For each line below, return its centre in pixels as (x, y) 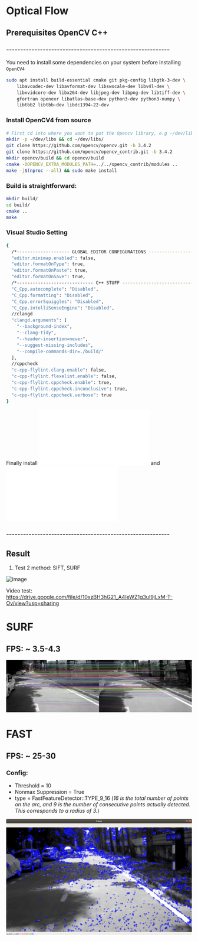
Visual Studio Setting (37, 233)
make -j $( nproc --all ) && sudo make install (62, 170)
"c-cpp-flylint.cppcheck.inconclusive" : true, (70, 389)
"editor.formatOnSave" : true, (48, 277)
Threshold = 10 (33, 785)
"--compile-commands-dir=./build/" (60, 351)
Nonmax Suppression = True (49, 792)
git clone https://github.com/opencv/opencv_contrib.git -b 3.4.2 (89, 152)
